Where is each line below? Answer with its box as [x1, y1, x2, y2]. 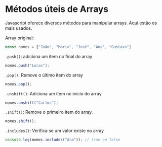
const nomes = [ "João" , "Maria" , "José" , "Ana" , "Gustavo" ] [5, 44, 132, 49]
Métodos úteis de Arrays [5, 3, 109, 15]
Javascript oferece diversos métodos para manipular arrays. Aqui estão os [5, 20, 157, 26]
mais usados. [5, 25, 32, 31]
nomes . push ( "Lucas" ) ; [5, 63, 50, 68]
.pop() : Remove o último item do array [5, 72, 83, 78]
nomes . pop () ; [5, 81, 32, 86]
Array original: [5, 35, 34, 41]
